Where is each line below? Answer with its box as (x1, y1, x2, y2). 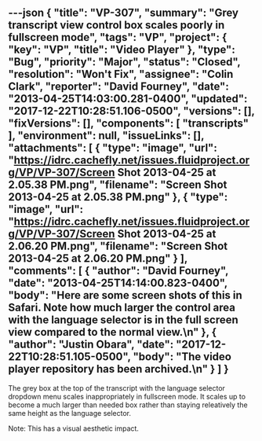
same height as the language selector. (8, 408, 132, 417)
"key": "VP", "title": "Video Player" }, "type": (8, 43, 235, 57)
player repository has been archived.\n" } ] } (8, 362, 229, 376)
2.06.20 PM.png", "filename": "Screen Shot (8, 240, 228, 253)
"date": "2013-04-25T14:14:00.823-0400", (8, 277, 227, 290)
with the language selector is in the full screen (8, 314, 239, 327)
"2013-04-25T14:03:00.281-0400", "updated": (8, 92, 248, 105)
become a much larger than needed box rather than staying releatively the (8, 400, 249, 410)
